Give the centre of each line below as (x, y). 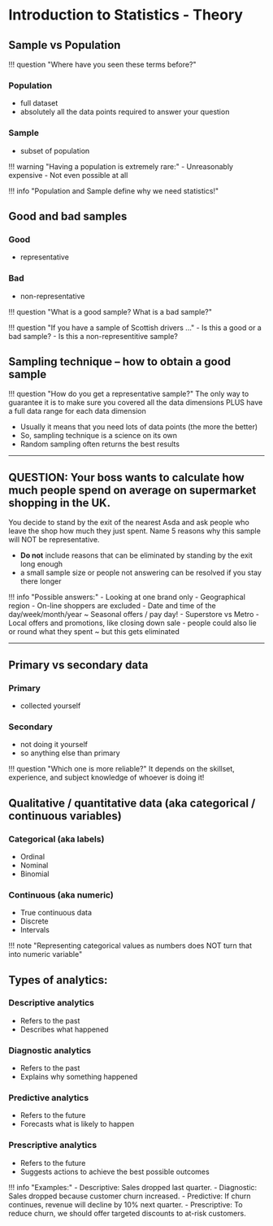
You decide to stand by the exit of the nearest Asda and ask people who (129, 523)
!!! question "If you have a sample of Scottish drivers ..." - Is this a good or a (135, 328)
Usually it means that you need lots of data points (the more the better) (139, 427)
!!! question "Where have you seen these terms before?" (102, 64)
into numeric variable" (45, 954)
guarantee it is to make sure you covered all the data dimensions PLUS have (136, 402)
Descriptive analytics (52, 1003)
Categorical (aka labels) (56, 839)
